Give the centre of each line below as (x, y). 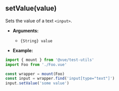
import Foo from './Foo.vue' (36, 64)
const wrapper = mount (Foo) (35, 74)
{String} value (36, 41)
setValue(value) (31, 8)
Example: (23, 50)
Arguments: (26, 31)
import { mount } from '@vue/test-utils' (50, 60)
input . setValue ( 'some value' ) (37, 83)
